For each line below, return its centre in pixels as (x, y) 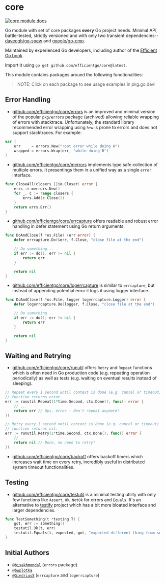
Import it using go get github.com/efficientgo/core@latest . (66, 65)
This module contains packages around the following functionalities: (74, 74)
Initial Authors (27, 553)
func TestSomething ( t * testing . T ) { (42, 519)
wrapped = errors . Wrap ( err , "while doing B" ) (61, 151)
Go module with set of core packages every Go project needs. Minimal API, (82, 30)
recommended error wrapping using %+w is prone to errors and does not (84, 127)
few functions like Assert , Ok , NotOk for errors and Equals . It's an (77, 500)
